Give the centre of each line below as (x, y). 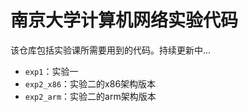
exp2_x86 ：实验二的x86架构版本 (90, 83)
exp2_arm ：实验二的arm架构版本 (90, 96)
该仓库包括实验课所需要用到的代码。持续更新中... (111, 50)
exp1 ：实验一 (51, 71)
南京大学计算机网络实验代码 (124, 20)
